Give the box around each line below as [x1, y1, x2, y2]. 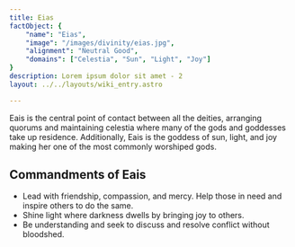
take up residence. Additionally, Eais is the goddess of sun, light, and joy [9, 131, 277, 142]
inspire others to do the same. [22, 200, 134, 211]
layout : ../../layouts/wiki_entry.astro [9, 80, 164, 89]
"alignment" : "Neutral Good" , [25, 47, 139, 56]
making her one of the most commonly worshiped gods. [9, 141, 218, 152]
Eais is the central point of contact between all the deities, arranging [9, 112, 263, 123]
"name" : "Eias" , [25, 30, 87, 39]
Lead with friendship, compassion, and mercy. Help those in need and [22, 190, 282, 202]
